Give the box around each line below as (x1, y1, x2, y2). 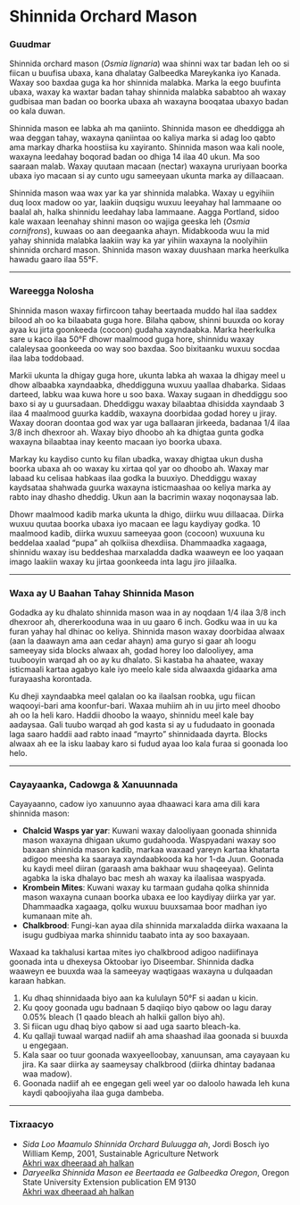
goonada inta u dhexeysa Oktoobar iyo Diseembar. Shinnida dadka (9, 957, 254, 968)
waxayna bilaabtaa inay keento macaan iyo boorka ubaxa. (9, 436, 222, 447)
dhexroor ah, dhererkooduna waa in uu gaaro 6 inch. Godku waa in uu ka (9, 617, 278, 627)
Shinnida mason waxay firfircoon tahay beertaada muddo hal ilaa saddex (9, 305, 278, 316)
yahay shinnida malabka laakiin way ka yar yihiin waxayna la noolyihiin (9, 235, 268, 246)
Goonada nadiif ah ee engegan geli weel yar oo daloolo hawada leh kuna (21, 1078, 290, 1089)
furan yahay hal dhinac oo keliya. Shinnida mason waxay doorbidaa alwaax (9, 627, 286, 637)
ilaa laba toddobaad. (9, 353, 85, 363)
